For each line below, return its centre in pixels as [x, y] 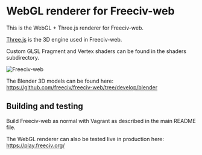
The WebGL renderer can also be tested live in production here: [85, 139]
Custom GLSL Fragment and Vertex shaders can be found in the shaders [96, 51]
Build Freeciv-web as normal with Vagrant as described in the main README [101, 121]
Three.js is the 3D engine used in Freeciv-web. [64, 39]
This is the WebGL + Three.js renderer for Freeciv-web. [75, 28]
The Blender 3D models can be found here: [60, 81]
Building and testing [45, 106]
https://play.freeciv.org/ [36, 145]
